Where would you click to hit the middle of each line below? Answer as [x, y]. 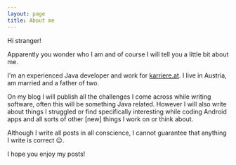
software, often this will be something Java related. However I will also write [117, 104]
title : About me [31, 20]
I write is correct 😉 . [36, 140]
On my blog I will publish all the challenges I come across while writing [109, 97]
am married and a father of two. [53, 82]
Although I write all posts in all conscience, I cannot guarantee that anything [117, 133]
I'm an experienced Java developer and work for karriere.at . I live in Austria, [117, 75]
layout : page [26, 14]
